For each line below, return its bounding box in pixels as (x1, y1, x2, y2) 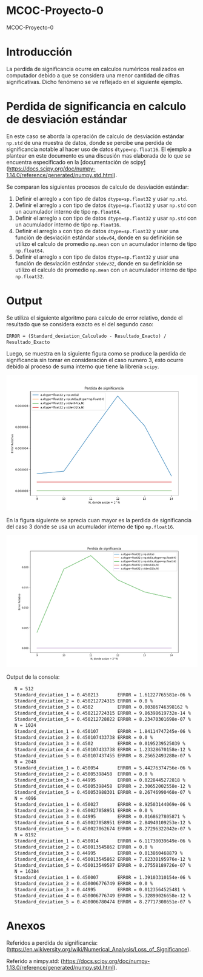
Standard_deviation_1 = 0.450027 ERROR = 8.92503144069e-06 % (14, 801, 191, 807)
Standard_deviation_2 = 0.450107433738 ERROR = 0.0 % (14, 734, 153, 740)
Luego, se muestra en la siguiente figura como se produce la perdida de (6, 349, 187, 357)
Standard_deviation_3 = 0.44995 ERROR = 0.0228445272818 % (14, 777, 186, 783)
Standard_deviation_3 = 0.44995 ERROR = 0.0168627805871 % (14, 813, 186, 819)
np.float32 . (15, 272, 44, 280)
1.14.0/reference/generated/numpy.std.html (6, 171, 114, 178)
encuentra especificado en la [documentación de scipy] (6, 158, 146, 166)
